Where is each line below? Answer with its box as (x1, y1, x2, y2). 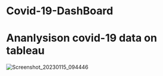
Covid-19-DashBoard (6, 4, 113, 18)
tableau (6, 44, 45, 58)
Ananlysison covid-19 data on (6, 31, 157, 45)
